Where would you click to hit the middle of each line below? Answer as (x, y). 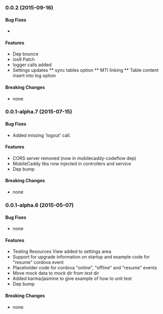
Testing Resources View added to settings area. (62, 251)
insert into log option (34, 76)
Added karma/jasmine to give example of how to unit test (72, 278)
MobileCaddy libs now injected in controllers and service (72, 163)
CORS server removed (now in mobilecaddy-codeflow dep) (74, 158)
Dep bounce (26, 54)
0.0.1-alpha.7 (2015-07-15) (39, 112)
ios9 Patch (24, 60)
